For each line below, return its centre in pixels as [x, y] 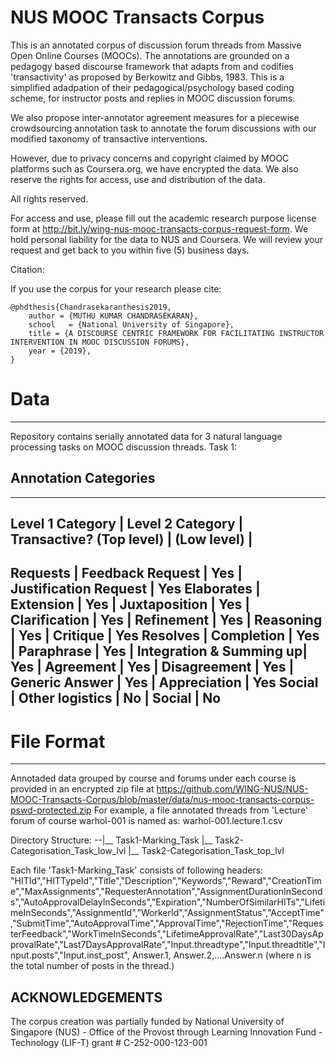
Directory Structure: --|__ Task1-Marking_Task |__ [111, 840]
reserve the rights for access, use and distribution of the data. [138, 179]
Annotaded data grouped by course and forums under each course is [153, 778]
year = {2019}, [60, 351]
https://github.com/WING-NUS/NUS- [232, 789]
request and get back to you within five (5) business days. [130, 250]
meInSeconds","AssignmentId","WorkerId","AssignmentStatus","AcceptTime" [167, 913]
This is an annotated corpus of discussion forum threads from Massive [156, 45]
